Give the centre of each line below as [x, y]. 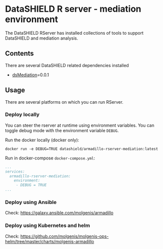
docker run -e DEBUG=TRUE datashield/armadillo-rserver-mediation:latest [82, 149]
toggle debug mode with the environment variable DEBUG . [62, 130]
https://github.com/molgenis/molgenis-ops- [64, 236]
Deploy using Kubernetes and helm [48, 226]
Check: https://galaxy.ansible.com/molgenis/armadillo [59, 213]
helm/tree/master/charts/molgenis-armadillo [50, 241]
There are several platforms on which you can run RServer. [64, 102]
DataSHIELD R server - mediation [73, 9]
